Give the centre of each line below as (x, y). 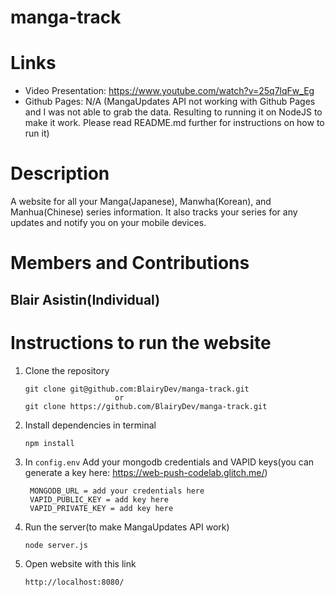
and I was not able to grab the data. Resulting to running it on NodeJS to (173, 112)
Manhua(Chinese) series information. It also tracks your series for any (154, 212)
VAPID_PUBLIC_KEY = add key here (99, 499)
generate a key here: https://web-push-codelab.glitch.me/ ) (146, 472)
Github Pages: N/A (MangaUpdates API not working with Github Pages (170, 102)
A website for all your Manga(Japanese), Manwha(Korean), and (141, 202)
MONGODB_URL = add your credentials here (117, 491)
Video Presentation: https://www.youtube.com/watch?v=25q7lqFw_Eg (169, 91)
